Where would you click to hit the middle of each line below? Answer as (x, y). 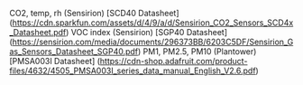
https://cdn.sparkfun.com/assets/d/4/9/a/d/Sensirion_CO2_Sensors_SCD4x (153, 23)
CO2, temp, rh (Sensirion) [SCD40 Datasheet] (94, 13)
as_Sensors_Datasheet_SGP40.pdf (74, 52)
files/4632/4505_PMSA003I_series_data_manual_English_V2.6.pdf (133, 71)
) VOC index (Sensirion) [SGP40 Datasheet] (147, 32)
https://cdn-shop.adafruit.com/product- (174, 61)
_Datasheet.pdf (38, 32)
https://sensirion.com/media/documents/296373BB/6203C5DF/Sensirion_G (153, 42)
